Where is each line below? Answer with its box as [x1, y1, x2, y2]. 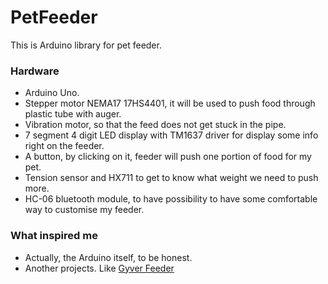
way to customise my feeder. [24, 204, 145, 216]
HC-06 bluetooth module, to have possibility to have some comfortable [24, 193, 318, 205]
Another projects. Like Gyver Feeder [24, 262, 175, 274]
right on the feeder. [24, 140, 105, 152]
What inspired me [10, 229, 98, 243]
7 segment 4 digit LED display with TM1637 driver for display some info [24, 129, 319, 141]
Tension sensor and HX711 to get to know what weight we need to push [24, 172, 319, 184]
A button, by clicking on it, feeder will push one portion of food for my [24, 151, 312, 163]
